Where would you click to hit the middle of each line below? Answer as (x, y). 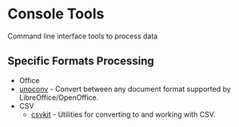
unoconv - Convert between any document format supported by (125, 89)
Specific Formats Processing (81, 61)
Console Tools (56, 14)
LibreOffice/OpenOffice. (59, 97)
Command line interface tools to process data (83, 36)
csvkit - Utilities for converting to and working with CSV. (123, 114)
